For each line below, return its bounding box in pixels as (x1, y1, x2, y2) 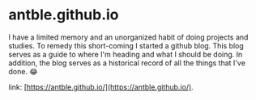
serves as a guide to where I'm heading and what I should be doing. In (8, 49, 243, 59)
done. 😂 (8, 66, 38, 76)
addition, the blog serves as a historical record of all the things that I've (8, 58, 245, 68)
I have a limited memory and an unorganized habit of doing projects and (8, 32, 249, 42)
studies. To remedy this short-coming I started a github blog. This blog (8, 40, 245, 50)
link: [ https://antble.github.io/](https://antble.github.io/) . (8, 82, 194, 92)
